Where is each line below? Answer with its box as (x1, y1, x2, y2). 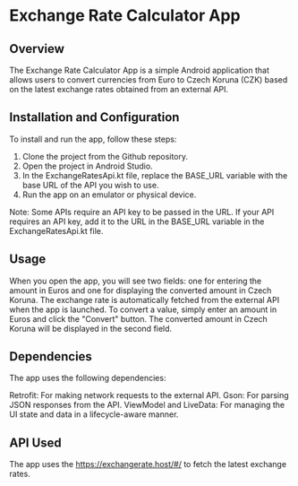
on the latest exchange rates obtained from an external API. (9, 84, 229, 94)
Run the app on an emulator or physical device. (21, 189, 197, 200)
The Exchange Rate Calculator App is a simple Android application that (9, 65, 270, 75)
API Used (9, 435, 63, 450)
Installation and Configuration (9, 109, 180, 126)
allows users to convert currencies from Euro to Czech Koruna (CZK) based (9, 74, 288, 85)
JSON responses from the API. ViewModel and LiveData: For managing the (9, 400, 285, 411)
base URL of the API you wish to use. (21, 179, 159, 190)
